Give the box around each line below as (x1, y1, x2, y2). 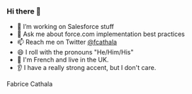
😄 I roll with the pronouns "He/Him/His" (16, 48, 134, 57)
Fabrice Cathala (6, 80, 53, 88)
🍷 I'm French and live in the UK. (16, 56, 109, 64)
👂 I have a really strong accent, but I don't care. (16, 64, 157, 72)
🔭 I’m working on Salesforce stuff (16, 23, 114, 31)
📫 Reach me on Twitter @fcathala (16, 38, 118, 47)
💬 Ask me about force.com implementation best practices (16, 30, 185, 38)
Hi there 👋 (6, 6, 42, 16)
